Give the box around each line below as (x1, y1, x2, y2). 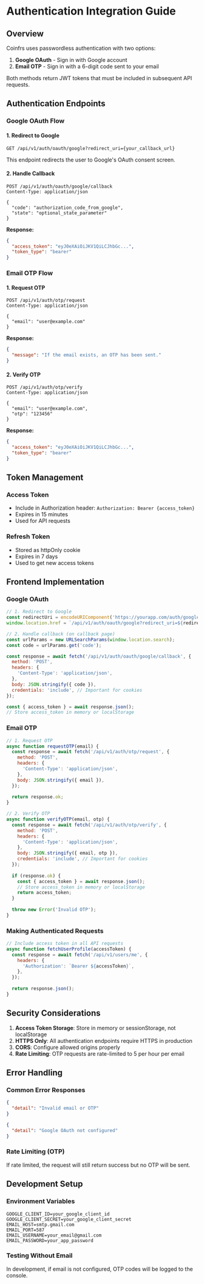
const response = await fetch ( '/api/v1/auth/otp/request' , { (12, 749, 170, 755)
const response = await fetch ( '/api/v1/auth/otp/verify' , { (12, 822, 167, 828)
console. (6, 1271, 29, 1279)
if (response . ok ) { (12, 873, 61, 879)
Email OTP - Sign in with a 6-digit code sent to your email (15, 63, 159, 70)
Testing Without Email (6, 1251, 73, 1260)
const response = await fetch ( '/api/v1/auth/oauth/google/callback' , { (6, 653, 191, 660)
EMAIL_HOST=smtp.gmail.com (6, 1221, 75, 1228)
